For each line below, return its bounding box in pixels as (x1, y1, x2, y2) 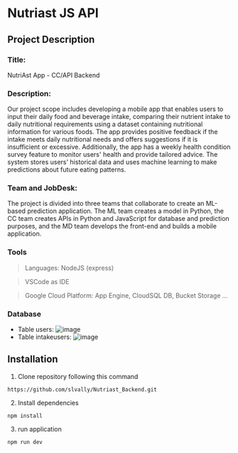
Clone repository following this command (17, 372, 139, 380)
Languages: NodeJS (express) (24, 264, 114, 272)
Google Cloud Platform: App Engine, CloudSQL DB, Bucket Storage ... (24, 291, 228, 300)
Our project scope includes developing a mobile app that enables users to (7, 105, 224, 113)
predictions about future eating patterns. (7, 165, 126, 174)
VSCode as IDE (24, 277, 70, 286)
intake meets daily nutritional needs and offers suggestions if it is (7, 135, 198, 144)
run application (17, 425, 62, 433)
